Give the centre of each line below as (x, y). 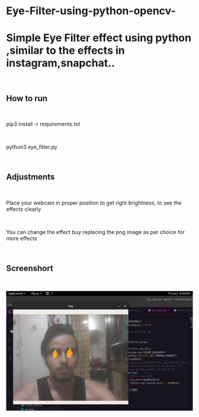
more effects (22, 238)
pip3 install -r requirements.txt (43, 124)
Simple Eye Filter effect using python (99, 38)
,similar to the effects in (66, 51)
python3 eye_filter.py (32, 147)
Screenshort (30, 269)
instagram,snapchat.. (61, 63)
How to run (27, 98)
